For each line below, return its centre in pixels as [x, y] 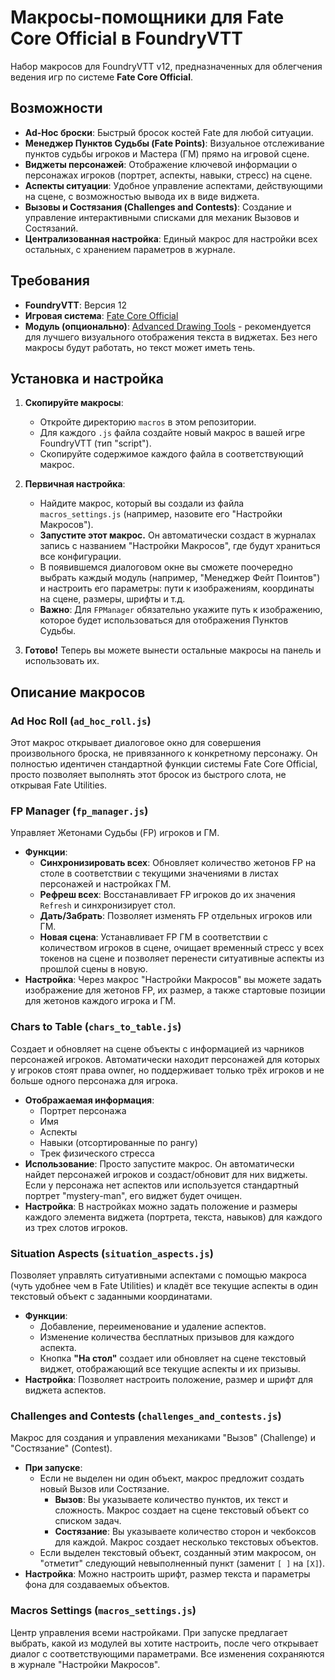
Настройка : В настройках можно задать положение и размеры [161, 1206]
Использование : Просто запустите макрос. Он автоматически [159, 1163]
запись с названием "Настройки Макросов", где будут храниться [180, 546]
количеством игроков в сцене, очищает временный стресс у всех [182, 948]
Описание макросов [78, 692]
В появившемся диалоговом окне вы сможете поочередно [166, 567]
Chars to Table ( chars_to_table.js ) [96, 1027]
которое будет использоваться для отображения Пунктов [164, 620]
